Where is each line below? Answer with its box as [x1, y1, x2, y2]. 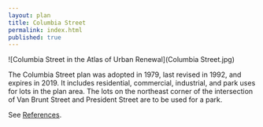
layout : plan [8, 11, 51, 20]
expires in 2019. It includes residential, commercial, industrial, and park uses [8, 78, 256, 88]
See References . [8, 111, 62, 120]
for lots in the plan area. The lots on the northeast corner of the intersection [8, 87, 254, 96]
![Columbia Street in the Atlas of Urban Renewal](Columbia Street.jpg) [8, 55, 235, 64]
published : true [8, 33, 61, 42]
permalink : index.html [8, 26, 83, 34]
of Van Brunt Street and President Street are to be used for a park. [8, 95, 223, 104]
